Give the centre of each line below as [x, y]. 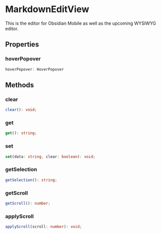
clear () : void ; [21, 110]
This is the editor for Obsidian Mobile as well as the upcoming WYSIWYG [81, 23]
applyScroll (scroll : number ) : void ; [44, 227]
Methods [20, 85]
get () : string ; [21, 133]
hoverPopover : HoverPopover [35, 69]
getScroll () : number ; [28, 203]
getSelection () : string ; [31, 180]
